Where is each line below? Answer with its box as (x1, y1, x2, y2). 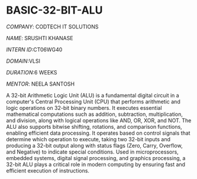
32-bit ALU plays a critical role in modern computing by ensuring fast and (6, 161, 185, 168)
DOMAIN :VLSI (6, 57, 40, 64)
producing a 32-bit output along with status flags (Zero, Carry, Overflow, (6, 142, 183, 149)
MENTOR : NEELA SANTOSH (6, 80, 75, 87)
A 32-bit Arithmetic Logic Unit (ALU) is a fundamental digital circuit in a (6, 92, 179, 99)
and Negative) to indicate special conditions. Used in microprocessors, (6, 148, 179, 155)
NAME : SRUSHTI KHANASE (6, 34, 73, 41)
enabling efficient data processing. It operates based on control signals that (6, 129, 190, 136)
